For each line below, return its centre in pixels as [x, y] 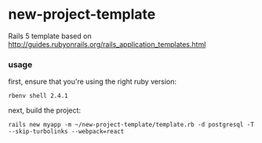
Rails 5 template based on [50, 36]
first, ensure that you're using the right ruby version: [93, 82]
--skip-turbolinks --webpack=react [66, 132]
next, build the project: [44, 110]
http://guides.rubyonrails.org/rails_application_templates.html [107, 44]
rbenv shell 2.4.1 [38, 96]
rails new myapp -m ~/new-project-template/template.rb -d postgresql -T [131, 125]
